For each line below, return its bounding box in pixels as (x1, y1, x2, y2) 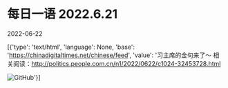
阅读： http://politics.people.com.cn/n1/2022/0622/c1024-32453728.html (12, 59, 221, 67)
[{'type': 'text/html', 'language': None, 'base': (7, 43, 135, 51)
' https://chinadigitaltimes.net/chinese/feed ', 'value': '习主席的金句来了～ (7, 51, 212, 59)
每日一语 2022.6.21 (7, 6, 118, 22)
